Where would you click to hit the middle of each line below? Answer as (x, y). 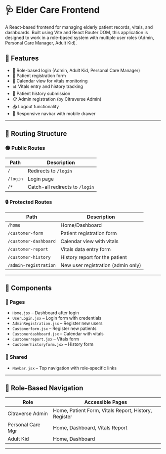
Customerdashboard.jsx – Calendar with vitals (58, 334)
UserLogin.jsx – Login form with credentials (57, 318)
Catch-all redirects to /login (61, 187)
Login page (41, 179)
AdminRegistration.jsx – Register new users (57, 323)
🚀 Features (22, 59)
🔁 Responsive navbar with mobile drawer (54, 113)
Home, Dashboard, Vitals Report (90, 427)
